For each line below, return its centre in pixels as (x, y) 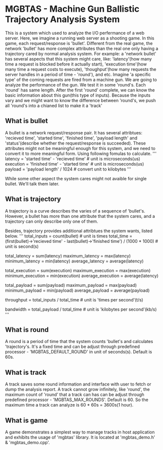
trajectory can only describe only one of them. (52, 221)
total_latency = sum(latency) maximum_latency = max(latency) (68, 256)
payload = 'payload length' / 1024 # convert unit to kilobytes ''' (68, 169)
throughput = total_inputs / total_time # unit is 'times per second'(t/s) (74, 300)
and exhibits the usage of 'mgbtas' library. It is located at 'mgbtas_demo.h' (80, 437)
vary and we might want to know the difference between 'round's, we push (81, 100)
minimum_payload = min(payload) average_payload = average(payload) (77, 290)
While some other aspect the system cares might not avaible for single (76, 178)
